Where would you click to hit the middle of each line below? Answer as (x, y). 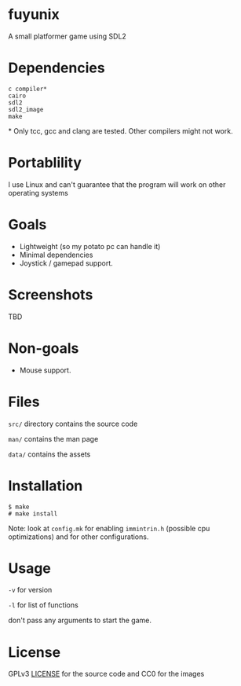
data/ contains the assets (49, 454)
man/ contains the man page (53, 438)
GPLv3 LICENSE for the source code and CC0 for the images (106, 674)
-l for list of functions (43, 605)
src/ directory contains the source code (73, 424)
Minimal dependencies (56, 255)
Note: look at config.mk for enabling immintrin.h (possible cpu (109, 528)
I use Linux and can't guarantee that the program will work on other (117, 184)
